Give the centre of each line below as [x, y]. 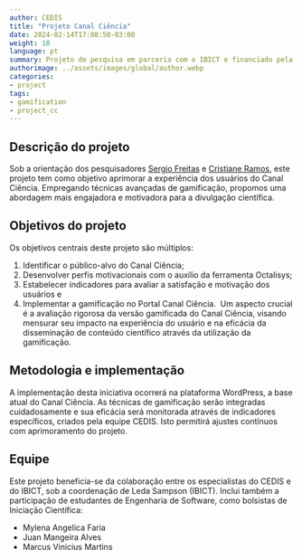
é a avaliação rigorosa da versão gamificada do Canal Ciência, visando [154, 313]
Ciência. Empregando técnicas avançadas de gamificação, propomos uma [148, 188]
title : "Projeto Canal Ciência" [70, 26]
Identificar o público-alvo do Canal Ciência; [103, 265]
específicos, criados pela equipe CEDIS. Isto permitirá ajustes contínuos [144, 421]
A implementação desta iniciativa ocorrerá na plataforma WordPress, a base [151, 392]
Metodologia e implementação [97, 370]
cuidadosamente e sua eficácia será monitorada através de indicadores [142, 412]
